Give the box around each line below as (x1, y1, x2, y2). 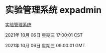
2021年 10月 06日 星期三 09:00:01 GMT (5, 42, 86, 48)
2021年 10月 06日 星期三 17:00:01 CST (5, 32, 83, 38)
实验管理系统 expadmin (5, 4, 102, 16)
